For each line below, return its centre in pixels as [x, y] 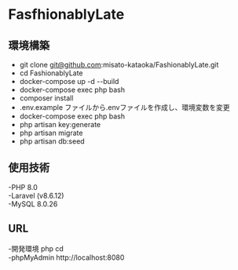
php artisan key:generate [60, 124]
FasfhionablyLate [66, 15]
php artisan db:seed [52, 141]
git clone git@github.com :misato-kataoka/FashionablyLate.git [119, 65]
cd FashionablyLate [51, 73]
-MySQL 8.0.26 [33, 204]
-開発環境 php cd [36, 248]
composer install [46, 98]
